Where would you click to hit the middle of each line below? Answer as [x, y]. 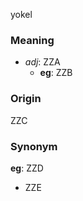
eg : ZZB [56, 73]
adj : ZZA [42, 62]
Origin [26, 99]
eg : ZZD [27, 168]
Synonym [34, 146]
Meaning [32, 40]
